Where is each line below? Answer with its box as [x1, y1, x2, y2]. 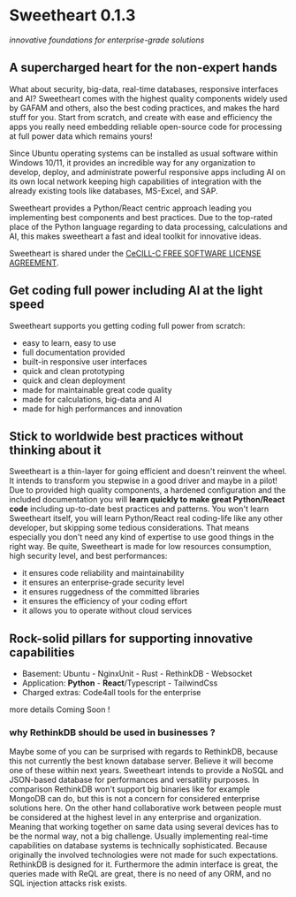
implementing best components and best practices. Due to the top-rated [9, 211, 273, 222]
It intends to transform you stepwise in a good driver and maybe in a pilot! [9, 475, 278, 487]
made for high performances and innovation [21, 403, 183, 414]
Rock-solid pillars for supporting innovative [9, 631, 254, 646]
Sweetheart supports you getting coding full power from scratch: [9, 320, 246, 331]
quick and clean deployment [21, 375, 126, 386]
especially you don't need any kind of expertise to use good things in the [9, 532, 275, 542]
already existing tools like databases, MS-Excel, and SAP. [9, 185, 218, 195]
